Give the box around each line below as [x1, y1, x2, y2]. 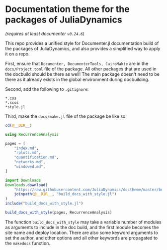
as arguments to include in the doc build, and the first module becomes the [5, 224, 159, 230]
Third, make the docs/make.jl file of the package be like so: [5, 113, 127, 119]
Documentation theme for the [5, 3, 130, 15]
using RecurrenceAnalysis [5, 132, 59, 137]
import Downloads [5, 178, 41, 183]
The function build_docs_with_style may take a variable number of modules [5, 219, 162, 225]
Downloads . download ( [5, 182, 48, 188]
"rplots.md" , [14, 150, 41, 155]
